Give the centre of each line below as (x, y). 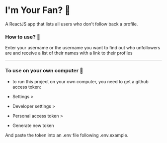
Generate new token (33, 125)
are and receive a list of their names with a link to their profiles (69, 53)
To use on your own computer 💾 (44, 71)
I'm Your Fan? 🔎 (38, 10)
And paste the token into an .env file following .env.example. (67, 135)
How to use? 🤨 (23, 37)
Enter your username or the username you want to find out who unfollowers (83, 48)
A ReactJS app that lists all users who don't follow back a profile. (72, 24)
